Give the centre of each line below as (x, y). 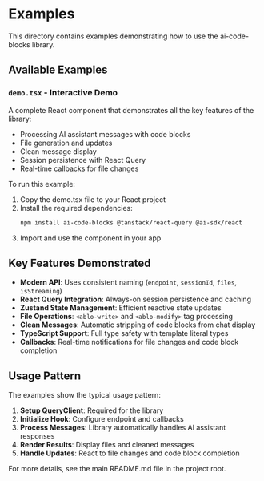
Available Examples (58, 70)
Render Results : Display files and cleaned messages (107, 445)
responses (37, 436)
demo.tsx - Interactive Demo (63, 93)
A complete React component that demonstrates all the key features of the (131, 110)
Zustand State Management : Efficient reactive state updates (120, 308)
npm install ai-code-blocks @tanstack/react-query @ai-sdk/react (131, 222)
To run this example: (42, 184)
